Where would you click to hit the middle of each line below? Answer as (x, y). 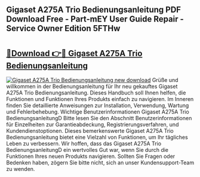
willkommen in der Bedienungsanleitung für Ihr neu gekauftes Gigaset (92, 86)
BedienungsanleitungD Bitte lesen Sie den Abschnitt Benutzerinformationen (99, 118)
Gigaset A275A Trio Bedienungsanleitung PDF (93, 10)
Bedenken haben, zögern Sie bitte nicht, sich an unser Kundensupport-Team (100, 163)
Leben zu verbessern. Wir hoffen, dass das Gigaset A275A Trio (84, 144)
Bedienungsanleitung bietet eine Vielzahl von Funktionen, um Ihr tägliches (97, 137)
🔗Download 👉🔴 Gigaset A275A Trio (74, 53)
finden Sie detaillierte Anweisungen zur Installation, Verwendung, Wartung (98, 105)
